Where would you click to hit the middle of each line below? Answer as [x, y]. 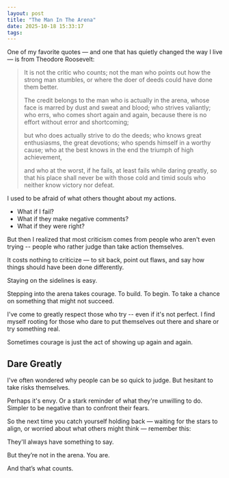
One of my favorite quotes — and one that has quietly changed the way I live [115, 52]
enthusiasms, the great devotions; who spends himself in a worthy [117, 143]
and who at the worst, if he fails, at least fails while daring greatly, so [120, 171]
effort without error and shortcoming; [76, 122]
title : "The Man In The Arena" [52, 20]
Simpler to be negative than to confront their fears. [78, 408]
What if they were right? [51, 226]
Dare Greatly [35, 364]
